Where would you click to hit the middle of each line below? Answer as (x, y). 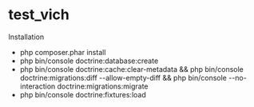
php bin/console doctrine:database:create (89, 61)
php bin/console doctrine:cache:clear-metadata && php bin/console (131, 69)
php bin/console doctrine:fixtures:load (83, 94)
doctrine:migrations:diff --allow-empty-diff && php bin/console (123, 77)
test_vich (39, 15)
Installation (26, 37)
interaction (38, 86)
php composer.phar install (63, 52)
